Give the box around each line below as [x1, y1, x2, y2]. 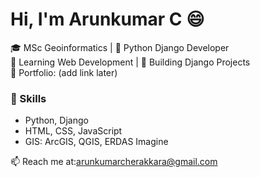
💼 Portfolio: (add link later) [10, 66, 118, 78]
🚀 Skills [10, 91, 47, 105]
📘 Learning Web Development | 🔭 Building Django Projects [10, 56, 251, 68]
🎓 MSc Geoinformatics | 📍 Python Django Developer [10, 41, 230, 53]
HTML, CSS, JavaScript [24, 125, 123, 137]
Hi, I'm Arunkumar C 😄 [10, 8, 205, 31]
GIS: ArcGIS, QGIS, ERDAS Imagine [24, 136, 169, 148]
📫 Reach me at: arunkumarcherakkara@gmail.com [10, 156, 218, 168]
